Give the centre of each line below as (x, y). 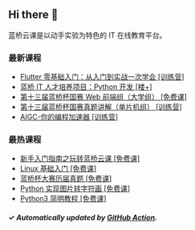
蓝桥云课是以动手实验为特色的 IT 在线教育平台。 (87, 35)
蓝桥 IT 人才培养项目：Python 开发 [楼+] (86, 87)
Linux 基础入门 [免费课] (58, 168)
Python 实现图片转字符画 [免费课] (75, 188)
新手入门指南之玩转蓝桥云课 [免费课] (80, 159)
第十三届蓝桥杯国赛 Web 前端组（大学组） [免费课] (103, 97)
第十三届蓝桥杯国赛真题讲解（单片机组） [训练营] (101, 107)
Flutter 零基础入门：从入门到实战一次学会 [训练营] (102, 77)
